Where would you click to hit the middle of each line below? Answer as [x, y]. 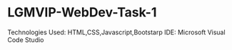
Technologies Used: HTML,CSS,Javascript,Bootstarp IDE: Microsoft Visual [117, 32]
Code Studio [26, 39]
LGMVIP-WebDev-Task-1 [82, 12]
